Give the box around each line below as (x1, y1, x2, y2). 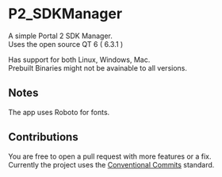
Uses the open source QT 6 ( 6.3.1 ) (8, 39, 124, 48)
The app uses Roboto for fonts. (8, 107, 110, 117)
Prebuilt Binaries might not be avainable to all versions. (8, 63, 188, 72)
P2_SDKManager (8, 5, 123, 23)
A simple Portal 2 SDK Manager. (8, 31, 113, 40)
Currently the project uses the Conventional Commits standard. (8, 160, 215, 169)
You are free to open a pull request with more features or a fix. (8, 152, 212, 161)
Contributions (8, 130, 78, 144)
